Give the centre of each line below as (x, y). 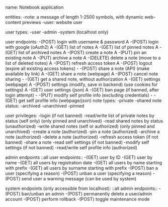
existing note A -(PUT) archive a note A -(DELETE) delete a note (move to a (83, 58)
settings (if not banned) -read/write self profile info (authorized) (71, 147)
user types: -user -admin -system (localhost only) (57, 32)
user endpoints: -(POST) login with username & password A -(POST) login (82, 42)
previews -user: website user (53, 22)
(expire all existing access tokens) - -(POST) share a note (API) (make (77, 68)
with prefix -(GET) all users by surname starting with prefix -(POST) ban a (82, 168)
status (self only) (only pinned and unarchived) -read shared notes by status (84, 121)
